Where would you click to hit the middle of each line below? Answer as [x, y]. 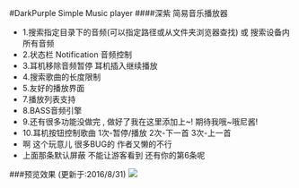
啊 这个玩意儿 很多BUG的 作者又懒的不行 [97, 144]
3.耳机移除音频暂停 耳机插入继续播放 [90, 66]
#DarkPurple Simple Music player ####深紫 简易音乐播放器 [119, 13]
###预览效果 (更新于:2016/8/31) [68, 174]
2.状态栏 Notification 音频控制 [77, 55]
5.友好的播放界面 [53, 88]
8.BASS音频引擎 [52, 111]
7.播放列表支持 [49, 99]
